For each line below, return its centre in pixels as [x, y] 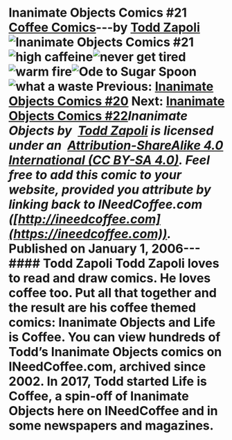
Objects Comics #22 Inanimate [98, 116]
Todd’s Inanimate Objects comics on [115, 352]
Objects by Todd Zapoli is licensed [111, 131]
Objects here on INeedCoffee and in [113, 411]
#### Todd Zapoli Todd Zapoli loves [114, 263]
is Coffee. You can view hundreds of [115, 337]
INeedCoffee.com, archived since [107, 367]
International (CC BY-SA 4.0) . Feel [109, 160]
